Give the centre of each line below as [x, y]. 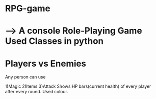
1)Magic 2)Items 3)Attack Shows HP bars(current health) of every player [78, 86]
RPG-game [28, 9]
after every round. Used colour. [37, 92]
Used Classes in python [54, 41]
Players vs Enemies [46, 63]
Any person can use [25, 77]
